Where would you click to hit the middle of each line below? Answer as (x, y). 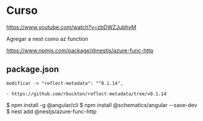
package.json (33, 70)
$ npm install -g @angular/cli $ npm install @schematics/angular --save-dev (102, 105)
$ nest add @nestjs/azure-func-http (52, 111)
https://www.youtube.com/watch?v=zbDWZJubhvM (71, 27)
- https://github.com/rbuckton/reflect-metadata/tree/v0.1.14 (86, 94)
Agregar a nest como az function (48, 39)
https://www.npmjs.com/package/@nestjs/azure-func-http (80, 50)
